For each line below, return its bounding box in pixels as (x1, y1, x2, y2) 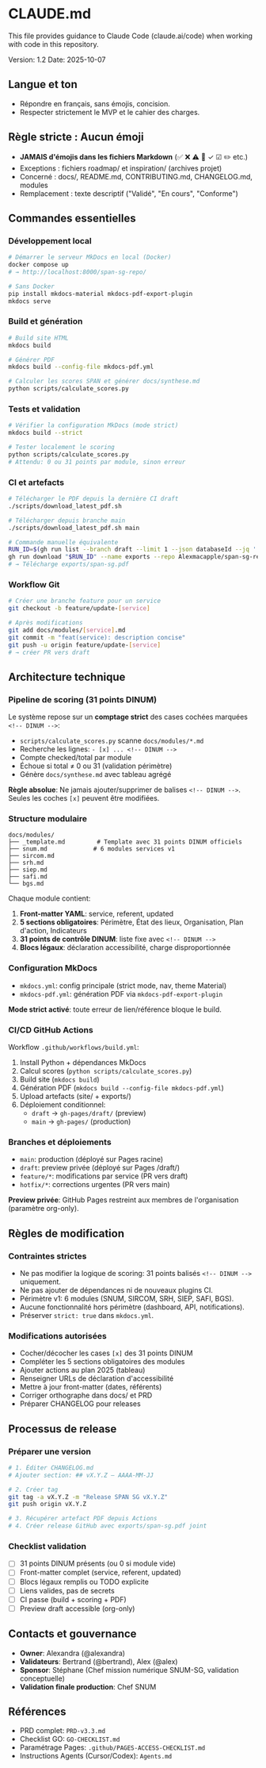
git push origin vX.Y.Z (8, 1501, 87, 1509)
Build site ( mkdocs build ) (19, 1074, 100, 1084)
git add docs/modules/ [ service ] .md (8, 626, 126, 634)
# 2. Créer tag (8, 1486, 59, 1493)
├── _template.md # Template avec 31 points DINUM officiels (8, 838, 243, 846)
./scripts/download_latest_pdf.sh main (8, 524, 140, 532)
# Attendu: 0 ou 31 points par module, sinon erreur (8, 458, 186, 466)
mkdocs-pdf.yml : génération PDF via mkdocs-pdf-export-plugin (19, 989, 223, 998)
